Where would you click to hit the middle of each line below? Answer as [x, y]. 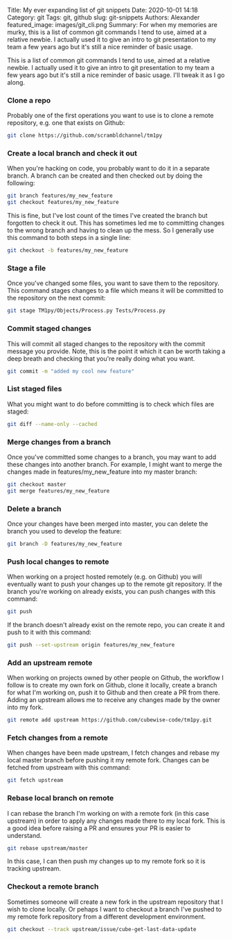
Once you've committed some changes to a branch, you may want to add [112, 456]
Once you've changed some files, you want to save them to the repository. [113, 283]
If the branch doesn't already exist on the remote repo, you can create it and [116, 625]
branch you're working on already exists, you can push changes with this [111, 592]
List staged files [35, 389]
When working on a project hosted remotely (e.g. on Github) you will [105, 577]
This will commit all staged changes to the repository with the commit [106, 343]
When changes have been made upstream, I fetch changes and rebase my [114, 753]
